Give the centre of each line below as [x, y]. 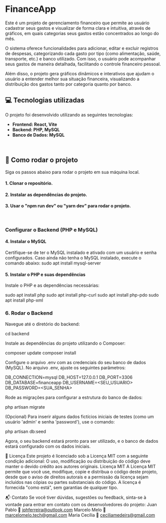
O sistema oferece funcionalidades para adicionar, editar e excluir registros [82, 48]
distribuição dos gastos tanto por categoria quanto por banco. [69, 84]
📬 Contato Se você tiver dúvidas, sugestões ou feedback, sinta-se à [76, 497]
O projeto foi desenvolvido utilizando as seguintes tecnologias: [69, 114]
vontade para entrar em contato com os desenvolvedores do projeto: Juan [81, 504]
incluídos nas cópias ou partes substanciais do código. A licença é [73, 482]
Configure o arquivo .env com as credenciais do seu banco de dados [76, 362]
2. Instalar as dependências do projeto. [46, 195]
